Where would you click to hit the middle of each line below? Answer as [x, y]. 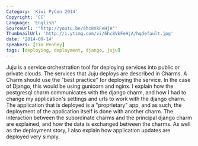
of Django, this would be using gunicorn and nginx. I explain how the [90, 86]
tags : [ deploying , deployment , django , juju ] [63, 50]
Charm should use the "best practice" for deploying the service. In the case [98, 80]
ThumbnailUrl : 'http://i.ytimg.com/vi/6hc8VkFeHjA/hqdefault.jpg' [90, 34]
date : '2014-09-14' [30, 39]
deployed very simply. [33, 137]
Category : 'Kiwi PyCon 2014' [42, 12]
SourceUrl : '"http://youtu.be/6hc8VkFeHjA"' [62, 28]
